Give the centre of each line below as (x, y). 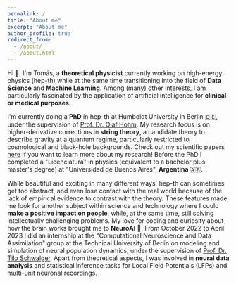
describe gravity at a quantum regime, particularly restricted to (99, 139)
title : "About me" (34, 20)
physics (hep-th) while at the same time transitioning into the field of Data (114, 80)
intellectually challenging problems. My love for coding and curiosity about (116, 220)
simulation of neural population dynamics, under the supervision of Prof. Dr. (117, 250)
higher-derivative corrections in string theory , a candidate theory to (106, 131)
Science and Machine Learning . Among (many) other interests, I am (107, 88)
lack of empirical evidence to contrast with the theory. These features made (117, 198)
